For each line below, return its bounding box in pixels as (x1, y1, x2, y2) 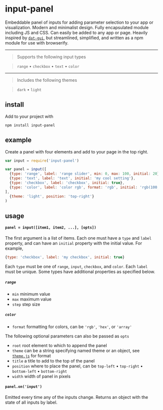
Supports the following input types (16, 54, 86, 60)
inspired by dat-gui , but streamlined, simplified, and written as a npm (5, 35, 144, 41)
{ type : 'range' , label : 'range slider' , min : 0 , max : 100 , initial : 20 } (9, 171, 160, 176)
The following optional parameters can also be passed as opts (5, 333, 130, 339)
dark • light (16, 86, 42, 92)
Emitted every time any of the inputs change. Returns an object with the (5, 395, 148, 400)
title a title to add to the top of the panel (12, 358, 95, 364)
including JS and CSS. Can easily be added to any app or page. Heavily (5, 30, 148, 35)
